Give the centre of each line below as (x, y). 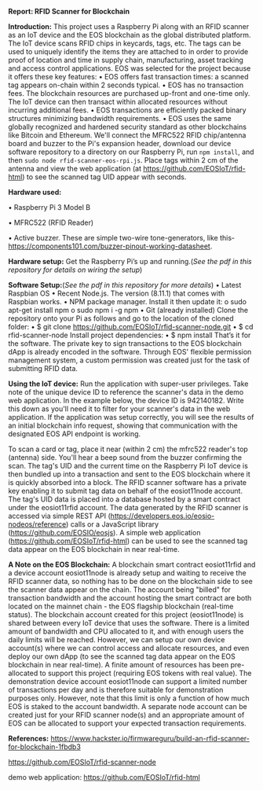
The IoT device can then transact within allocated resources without (118, 102)
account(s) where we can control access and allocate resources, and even (129, 648)
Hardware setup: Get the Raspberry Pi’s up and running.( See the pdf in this (130, 261)
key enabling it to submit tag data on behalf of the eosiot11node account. (126, 491)
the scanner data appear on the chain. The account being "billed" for (120, 590)
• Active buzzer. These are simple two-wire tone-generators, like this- (122, 238)
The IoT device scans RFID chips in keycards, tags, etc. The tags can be (125, 43)
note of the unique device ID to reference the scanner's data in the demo (126, 392)
